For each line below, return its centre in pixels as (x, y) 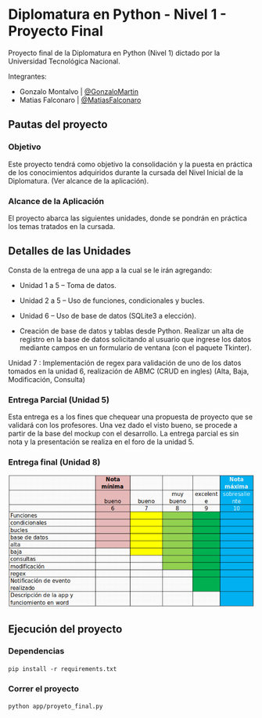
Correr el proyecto (44, 688)
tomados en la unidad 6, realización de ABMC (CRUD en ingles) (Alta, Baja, (129, 371)
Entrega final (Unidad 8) (54, 462)
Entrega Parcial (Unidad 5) (59, 399)
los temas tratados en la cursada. (62, 226)
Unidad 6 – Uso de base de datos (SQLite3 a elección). (108, 315)
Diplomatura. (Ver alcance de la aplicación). (79, 180)
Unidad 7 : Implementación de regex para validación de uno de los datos (125, 363)
